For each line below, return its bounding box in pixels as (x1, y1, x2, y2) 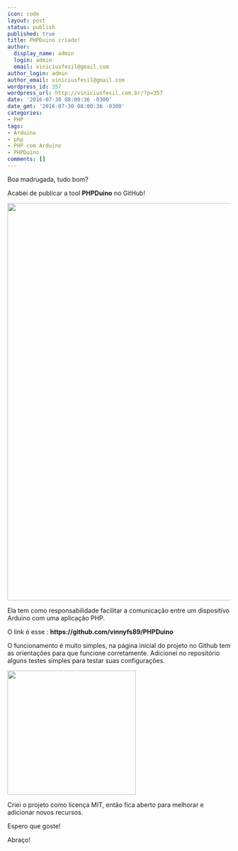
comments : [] (7, 155, 46, 163)
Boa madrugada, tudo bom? (7, 175, 89, 183)
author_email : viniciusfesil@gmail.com (7, 76, 125, 84)
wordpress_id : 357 (7, 83, 62, 90)
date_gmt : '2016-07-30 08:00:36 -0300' (7, 103, 125, 110)
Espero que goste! (7, 821, 61, 830)
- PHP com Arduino (7, 143, 62, 150)
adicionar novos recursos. (7, 808, 84, 816)
